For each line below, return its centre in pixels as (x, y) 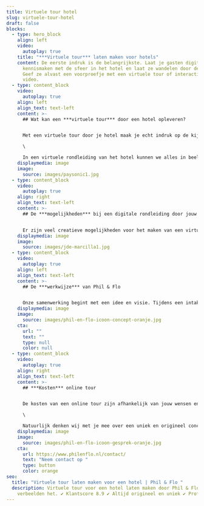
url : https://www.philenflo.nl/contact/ (74, 454)
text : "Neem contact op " (55, 460)
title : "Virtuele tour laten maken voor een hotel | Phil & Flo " (97, 482)
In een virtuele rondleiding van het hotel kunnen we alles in (104, 158)
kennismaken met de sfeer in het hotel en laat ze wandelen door (107, 68)
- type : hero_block (36, 35)
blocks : (16, 29)
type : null (36, 343)
